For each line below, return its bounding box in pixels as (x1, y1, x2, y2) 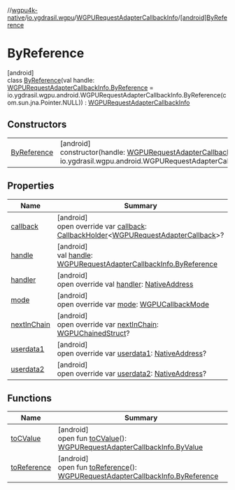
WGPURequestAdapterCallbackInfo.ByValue (57, 442, 204, 452)
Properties (7, 180, 55, 192)
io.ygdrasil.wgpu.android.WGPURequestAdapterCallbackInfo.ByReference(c (7, 90, 227, 99)
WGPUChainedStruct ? (57, 328, 130, 338)
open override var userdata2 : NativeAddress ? (57, 368, 207, 378)
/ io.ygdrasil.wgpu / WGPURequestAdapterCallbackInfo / (24, 13, 180, 22)
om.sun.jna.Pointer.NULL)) (7, 98, 84, 107)
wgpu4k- (11, 6, 38, 14)
